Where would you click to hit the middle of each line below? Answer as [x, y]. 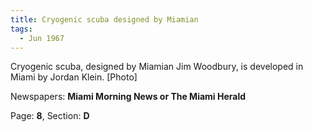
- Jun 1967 [42, 38]
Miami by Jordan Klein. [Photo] [74, 77]
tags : [21, 29]
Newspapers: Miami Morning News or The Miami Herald [128, 97]
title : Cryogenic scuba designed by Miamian [104, 19]
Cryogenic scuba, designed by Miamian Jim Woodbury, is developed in [157, 67]
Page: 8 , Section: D [50, 116]
